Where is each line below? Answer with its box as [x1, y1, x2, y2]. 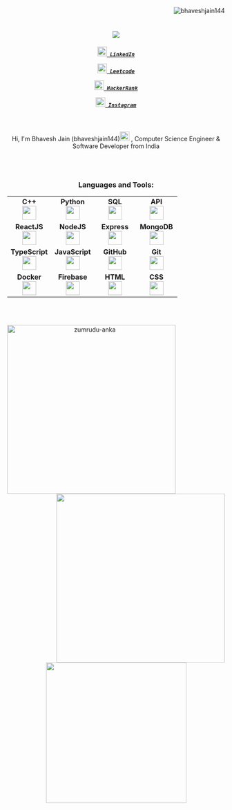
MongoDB [139, 222, 173, 232]
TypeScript [10, 247, 48, 257]
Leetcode [109, 68, 135, 75]
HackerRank [106, 84, 138, 91]
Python [60, 197, 85, 207]
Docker [17, 272, 41, 282]
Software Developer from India [72, 142, 160, 150]
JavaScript [54, 247, 91, 257]
